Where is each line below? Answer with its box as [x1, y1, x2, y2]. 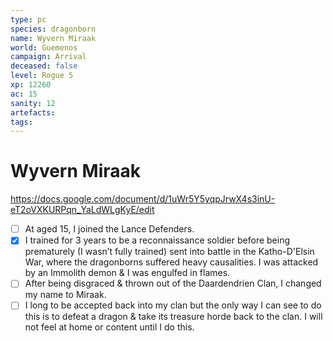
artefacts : [10, 107, 56, 118]
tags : [10, 117, 33, 127]
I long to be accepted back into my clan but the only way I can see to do [24, 299, 322, 311]
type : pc [10, 14, 47, 25]
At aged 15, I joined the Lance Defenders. [24, 223, 195, 235]
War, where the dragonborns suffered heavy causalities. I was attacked [24, 256, 319, 268]
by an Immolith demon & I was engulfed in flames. [24, 267, 231, 279]
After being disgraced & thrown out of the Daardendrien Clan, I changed [24, 277, 322, 290]
